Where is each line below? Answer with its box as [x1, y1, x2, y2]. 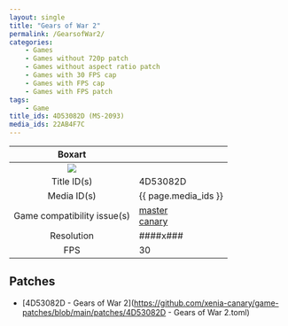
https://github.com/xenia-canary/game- [134, 298, 279, 308]
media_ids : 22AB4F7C [9, 120, 86, 129]
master [138, 205, 168, 216]
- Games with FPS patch [25, 87, 113, 96]
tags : [9, 95, 29, 105]
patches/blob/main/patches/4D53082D [21, 307, 167, 317]
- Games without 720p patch [25, 54, 128, 63]
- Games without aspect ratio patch [25, 63, 161, 72]
